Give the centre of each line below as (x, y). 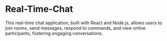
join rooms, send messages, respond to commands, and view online (75, 28)
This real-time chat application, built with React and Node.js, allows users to (83, 23)
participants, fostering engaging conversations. (54, 33)
